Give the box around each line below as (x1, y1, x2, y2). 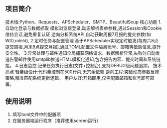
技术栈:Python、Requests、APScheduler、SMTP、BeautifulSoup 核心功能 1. (5, 19, 162, 25)
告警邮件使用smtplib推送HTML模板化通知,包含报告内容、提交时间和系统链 (9, 56, 161, 62)
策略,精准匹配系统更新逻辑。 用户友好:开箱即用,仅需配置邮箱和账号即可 (5, 75, 151, 81)
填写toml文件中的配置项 (12, 111, 61, 117)
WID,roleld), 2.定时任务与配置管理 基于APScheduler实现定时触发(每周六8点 (5, 37, 159, 43)
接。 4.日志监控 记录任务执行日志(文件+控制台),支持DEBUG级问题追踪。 (5, 62, 152, 68)
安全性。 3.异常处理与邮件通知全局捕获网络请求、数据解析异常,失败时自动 (5, 50, 156, 56)
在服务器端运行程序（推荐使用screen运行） (12, 118, 101, 124)
